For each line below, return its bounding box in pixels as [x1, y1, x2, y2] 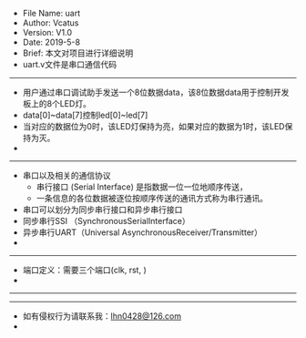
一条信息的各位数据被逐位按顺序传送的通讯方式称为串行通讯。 [36, 193, 269, 203]
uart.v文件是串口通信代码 [22, 59, 117, 69]
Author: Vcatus [22, 17, 79, 28]
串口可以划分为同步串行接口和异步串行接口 [22, 204, 183, 215]
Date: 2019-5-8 [22, 36, 80, 47]
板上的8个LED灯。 [22, 98, 91, 108]
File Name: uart [22, 8, 80, 18]
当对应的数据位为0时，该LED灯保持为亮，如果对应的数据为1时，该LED [22, 121, 285, 131]
